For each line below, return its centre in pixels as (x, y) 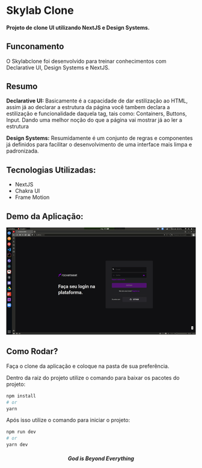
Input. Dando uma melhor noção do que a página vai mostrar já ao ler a (94, 120)
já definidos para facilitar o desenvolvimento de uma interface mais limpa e (99, 145)
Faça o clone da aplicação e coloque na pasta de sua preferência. (88, 366)
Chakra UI (27, 191)
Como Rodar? (32, 351)
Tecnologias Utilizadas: (51, 170)
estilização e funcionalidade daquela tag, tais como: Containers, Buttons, (97, 114)
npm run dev (21, 432)
